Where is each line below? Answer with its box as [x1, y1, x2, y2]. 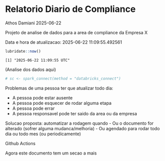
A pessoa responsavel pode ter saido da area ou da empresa [12, 110, 137, 116]
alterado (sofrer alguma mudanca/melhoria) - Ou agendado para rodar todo [5, 125, 160, 131]
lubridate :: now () [5, 49, 41, 54]
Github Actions [5, 140, 36, 146]
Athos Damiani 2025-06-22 [5, 20, 62, 26]
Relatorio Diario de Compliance [5, 3, 136, 15]
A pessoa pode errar [12, 105, 55, 111]
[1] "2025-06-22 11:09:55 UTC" [5, 58, 70, 63]
